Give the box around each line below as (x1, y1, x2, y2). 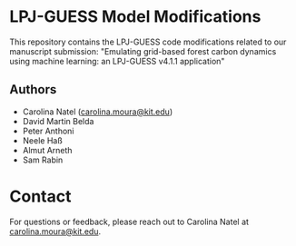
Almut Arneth (22, 144, 73, 155)
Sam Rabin (22, 154, 64, 165)
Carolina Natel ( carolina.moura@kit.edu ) (22, 106, 173, 117)
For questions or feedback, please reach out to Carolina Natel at (9, 216, 250, 227)
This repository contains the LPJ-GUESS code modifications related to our (9, 36, 287, 47)
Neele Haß (22, 134, 64, 146)
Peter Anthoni (22, 125, 74, 136)
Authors (9, 82, 57, 97)
